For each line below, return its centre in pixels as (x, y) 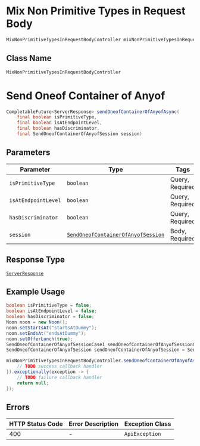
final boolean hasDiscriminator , (58, 129)
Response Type (36, 260)
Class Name (29, 58)
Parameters (28, 153)
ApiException (143, 434)
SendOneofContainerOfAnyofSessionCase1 (56, 344)
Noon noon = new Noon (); (37, 322)
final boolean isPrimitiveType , (57, 117)
